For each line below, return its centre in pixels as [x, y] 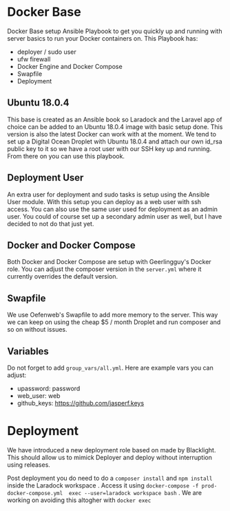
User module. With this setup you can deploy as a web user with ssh [104, 201]
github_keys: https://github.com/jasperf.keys [81, 403]
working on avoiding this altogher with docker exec [79, 500]
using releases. [29, 464]
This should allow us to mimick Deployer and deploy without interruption [109, 457]
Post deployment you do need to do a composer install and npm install [110, 478]
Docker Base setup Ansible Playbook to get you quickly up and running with [115, 31]
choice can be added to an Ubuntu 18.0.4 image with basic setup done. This [115, 127]
